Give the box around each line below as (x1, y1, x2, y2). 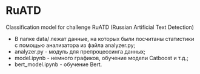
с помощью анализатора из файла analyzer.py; (14, 42, 136, 49)
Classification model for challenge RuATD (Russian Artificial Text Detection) (5, 23, 195, 31)
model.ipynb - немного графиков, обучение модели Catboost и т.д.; (14, 54, 188, 61)
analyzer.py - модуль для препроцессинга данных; (14, 48, 146, 55)
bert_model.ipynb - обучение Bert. (14, 61, 102, 68)
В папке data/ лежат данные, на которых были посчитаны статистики (14, 35, 195, 42)
